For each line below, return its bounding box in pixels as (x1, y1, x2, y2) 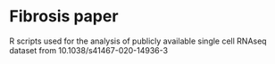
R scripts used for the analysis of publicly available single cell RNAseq (9, 36, 267, 46)
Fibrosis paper (9, 6, 119, 27)
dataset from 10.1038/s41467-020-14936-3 (9, 44, 168, 55)
